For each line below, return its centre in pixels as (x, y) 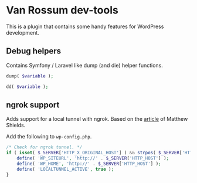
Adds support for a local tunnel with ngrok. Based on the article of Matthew (97, 119)
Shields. (16, 125)
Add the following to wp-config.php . (49, 137)
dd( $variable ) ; (27, 87)
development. (23, 32)
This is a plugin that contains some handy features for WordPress (85, 26)
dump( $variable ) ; (30, 76)
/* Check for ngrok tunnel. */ (44, 147)
